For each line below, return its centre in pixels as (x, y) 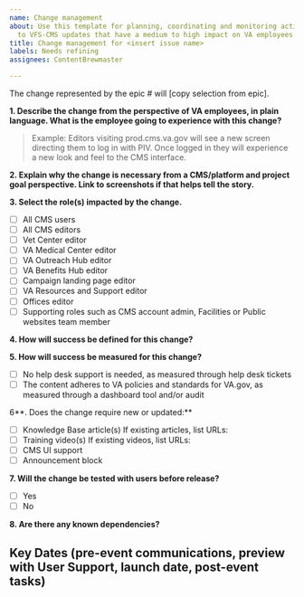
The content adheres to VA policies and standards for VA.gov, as (143, 384)
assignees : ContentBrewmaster (66, 60)
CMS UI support (52, 450)
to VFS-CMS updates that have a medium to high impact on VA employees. (157, 34)
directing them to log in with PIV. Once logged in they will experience (160, 147)
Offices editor (48, 301)
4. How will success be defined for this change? (101, 339)
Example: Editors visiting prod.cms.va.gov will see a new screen (151, 138)
